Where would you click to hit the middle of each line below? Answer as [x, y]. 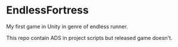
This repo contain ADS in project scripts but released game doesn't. [89, 38]
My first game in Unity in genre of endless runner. [67, 26]
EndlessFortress [48, 10]
